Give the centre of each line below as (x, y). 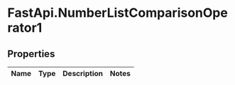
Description (83, 73)
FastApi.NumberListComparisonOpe (118, 13)
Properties (31, 54)
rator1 (25, 28)
